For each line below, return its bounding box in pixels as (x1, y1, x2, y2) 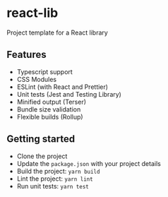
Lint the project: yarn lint (16, 174, 93, 183)
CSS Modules (16, 75, 57, 83)
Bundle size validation (16, 105, 81, 114)
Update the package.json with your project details (16, 159, 162, 167)
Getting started (6, 133, 76, 145)
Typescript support (16, 67, 73, 76)
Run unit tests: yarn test (16, 181, 89, 190)
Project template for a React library (6, 28, 109, 37)
